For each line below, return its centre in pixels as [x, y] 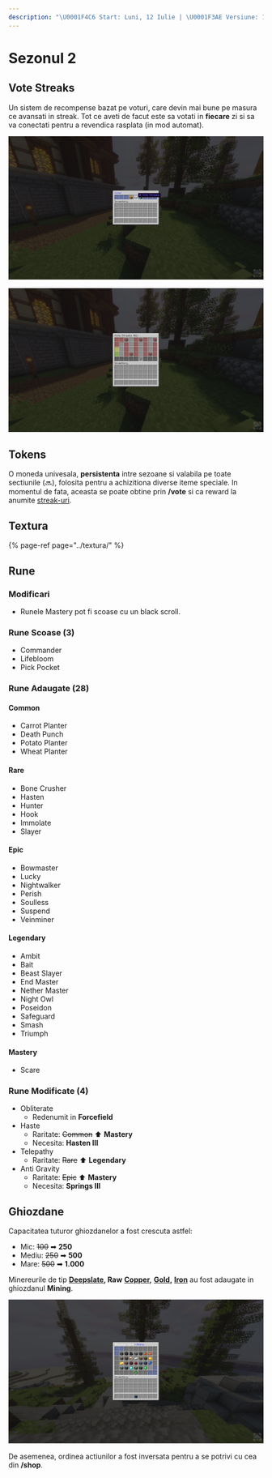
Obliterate [37, 1108]
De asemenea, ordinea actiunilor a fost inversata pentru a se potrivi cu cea [133, 1456]
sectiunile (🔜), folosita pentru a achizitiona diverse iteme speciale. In [123, 483]
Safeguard [37, 1016]
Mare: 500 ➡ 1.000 [52, 1264]
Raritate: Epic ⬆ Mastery [74, 1177]
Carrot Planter [43, 726]
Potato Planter [44, 743]
